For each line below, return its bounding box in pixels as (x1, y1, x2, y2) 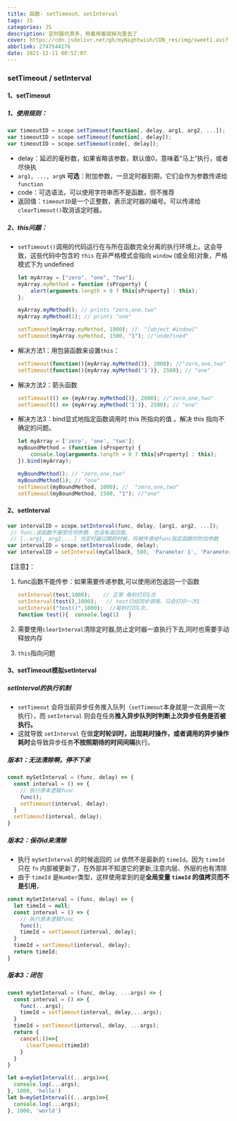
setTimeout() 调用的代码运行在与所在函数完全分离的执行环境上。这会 (17, 242, 217, 251)
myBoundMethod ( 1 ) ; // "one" (17, 476, 101, 484)
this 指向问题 (17, 648, 56, 657)
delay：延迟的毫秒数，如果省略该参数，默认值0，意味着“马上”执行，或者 (17, 153, 229, 163)
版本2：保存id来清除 (7, 835, 67, 845)
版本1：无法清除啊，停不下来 (7, 756, 91, 764)
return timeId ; (13, 949, 59, 956)
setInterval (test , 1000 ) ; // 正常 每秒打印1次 (17, 592, 157, 599)
